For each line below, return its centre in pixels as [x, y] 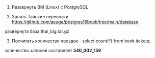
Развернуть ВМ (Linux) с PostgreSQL [50, 7]
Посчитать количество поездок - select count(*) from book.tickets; [81, 41]
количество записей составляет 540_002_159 [53, 50]
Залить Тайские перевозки [40, 16]
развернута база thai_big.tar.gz [37, 31]
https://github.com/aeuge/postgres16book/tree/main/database [75, 22]
